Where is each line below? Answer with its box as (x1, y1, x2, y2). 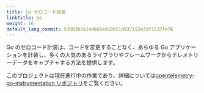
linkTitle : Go (6, 15, 43, 21)
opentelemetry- (155, 72, 195, 80)
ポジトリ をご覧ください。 (61, 80, 126, 87)
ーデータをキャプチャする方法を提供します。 (6, 59, 118, 66)
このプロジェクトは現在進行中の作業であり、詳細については (6, 72, 156, 80)
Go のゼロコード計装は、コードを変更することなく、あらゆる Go (6, 43, 169, 51)
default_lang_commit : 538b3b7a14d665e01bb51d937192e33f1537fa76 (6, 26, 173, 32)
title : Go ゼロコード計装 (6, 9, 66, 15)
